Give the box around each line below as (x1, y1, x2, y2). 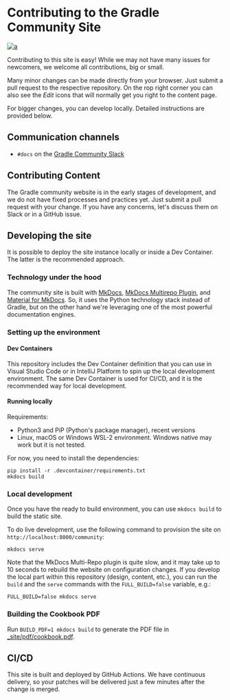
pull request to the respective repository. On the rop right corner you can (7, 83, 213, 92)
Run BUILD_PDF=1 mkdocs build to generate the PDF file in (7, 625, 170, 633)
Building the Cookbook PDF (7, 609, 101, 619)
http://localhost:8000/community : (7, 533, 104, 541)
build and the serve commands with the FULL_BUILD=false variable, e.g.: (7, 580, 211, 588)
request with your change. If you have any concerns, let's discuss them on (7, 202, 218, 211)
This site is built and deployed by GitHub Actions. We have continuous (7, 670, 206, 679)
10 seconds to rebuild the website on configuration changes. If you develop (7, 566, 220, 574)
